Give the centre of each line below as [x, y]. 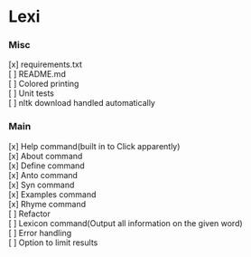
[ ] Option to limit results [53, 243]
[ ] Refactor [29, 214]
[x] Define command [46, 166]
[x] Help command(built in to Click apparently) [94, 146]
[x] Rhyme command [47, 204]
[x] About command [46, 156]
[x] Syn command [42, 185]
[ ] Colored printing [44, 84]
